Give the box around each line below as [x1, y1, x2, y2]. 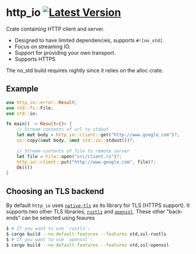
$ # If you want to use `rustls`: [6, 226, 91, 232]
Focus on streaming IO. [14, 43, 71, 50]
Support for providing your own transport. [14, 49, 116, 56]
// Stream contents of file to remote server [16, 148, 130, 154]
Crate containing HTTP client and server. [6, 25, 104, 32]
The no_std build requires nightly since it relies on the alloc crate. [6, 66, 164, 73]
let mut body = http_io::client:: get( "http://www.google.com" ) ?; [16, 132, 180, 138]
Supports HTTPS [14, 55, 56, 62]
